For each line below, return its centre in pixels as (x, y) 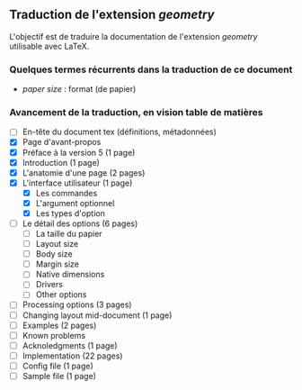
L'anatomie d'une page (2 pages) (84, 172)
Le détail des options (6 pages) (80, 223)
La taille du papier (69, 234)
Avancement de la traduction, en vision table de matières (136, 113)
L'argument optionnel (75, 203)
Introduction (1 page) (61, 162)
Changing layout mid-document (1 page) (97, 315)
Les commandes (67, 193)
